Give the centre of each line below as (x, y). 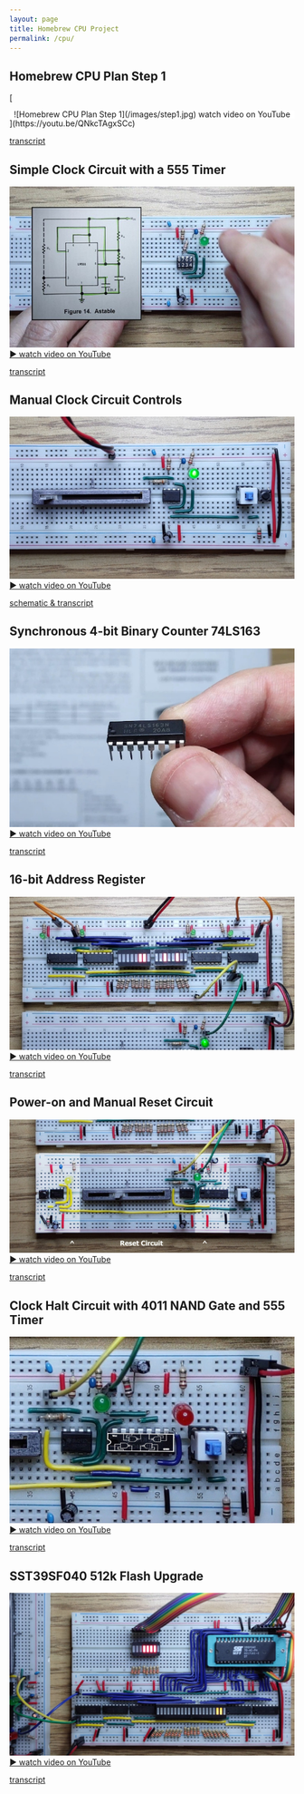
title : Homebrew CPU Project (64, 29)
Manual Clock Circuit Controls (96, 400)
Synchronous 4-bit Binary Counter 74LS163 (135, 632)
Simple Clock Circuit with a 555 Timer (118, 169)
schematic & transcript (52, 602)
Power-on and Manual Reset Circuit (111, 1102)
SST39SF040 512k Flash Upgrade (106, 1576)
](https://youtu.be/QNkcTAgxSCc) (72, 123)
